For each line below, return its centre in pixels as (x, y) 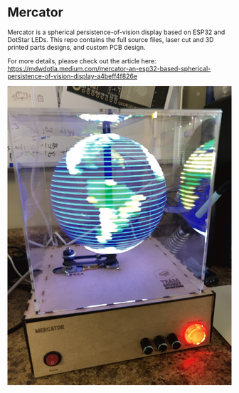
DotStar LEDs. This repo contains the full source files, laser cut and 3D (111, 39)
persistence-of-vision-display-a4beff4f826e (72, 76)
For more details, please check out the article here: (82, 61)
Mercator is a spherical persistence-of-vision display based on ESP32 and (116, 32)
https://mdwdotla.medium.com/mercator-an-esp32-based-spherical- (109, 68)
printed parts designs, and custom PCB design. (76, 47)
